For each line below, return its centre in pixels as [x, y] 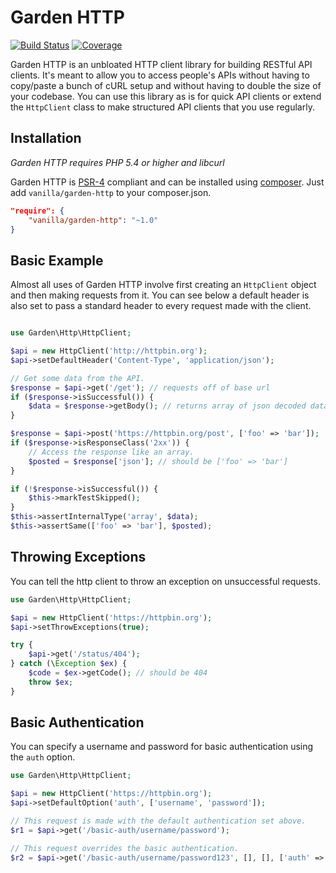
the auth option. [43, 757]
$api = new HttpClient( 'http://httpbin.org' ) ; [109, 351]
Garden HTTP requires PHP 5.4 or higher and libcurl [117, 162]
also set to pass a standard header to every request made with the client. [161, 306]
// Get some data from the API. [77, 378]
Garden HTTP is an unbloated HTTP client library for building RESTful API [161, 64]
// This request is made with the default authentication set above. [158, 821]
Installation [46, 138]
